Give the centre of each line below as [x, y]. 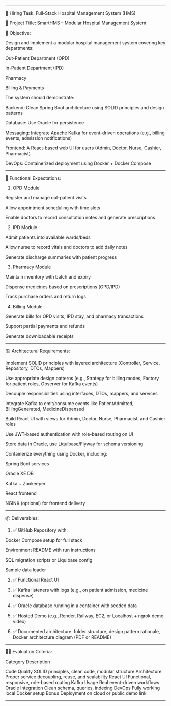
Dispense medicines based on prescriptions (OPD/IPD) [63, 287]
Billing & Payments [25, 88]
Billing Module [27, 306]
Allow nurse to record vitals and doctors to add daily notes [67, 247]
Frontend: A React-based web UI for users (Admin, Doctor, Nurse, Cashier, [83, 148]
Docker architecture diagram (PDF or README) [62, 637]
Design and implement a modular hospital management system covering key [85, 43]
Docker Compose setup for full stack [44, 540]
